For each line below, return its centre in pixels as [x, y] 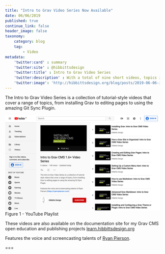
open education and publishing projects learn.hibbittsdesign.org [70, 228]
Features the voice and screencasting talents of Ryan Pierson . [68, 238]
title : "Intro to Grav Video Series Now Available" [59, 10]
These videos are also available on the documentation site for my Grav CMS [82, 223]
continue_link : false [27, 26]
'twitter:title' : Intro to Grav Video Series [62, 73]
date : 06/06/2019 [23, 15]
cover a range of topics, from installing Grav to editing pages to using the [79, 103]
